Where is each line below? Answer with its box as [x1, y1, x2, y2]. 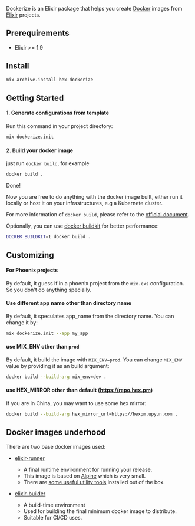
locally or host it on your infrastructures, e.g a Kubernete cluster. [6, 200, 163, 207]
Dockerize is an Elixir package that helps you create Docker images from [6, 5, 183, 12]
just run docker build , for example [6, 160, 90, 167]
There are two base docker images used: [6, 443, 106, 450]
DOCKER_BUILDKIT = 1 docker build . [6, 234, 91, 240]
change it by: [6, 318, 38, 326]
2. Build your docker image [6, 147, 74, 154]
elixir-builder [14, 489, 46, 497]
